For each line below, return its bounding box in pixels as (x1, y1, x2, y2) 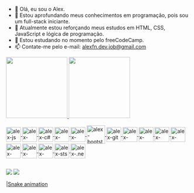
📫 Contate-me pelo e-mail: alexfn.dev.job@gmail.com (14, 43, 147, 50)
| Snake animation (6, 181, 48, 188)
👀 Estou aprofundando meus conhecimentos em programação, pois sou (14, 12, 189, 19)
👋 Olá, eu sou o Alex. (14, 6, 66, 12)
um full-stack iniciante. (14, 18, 70, 25)
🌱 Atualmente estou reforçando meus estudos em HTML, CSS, (14, 24, 166, 31)
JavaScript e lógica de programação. (14, 30, 104, 37)
